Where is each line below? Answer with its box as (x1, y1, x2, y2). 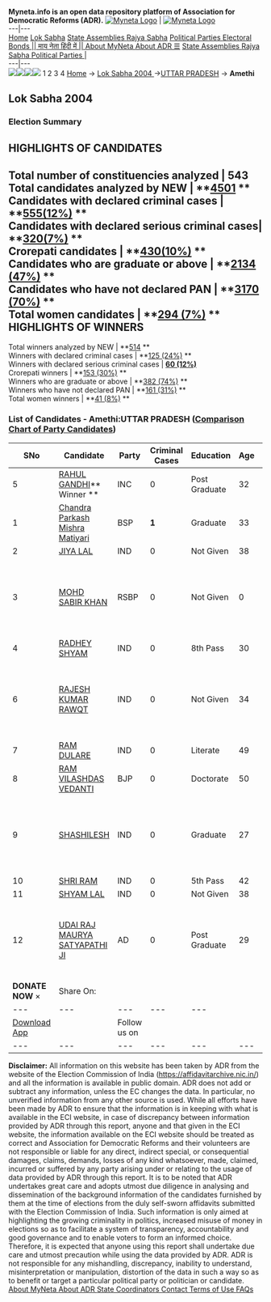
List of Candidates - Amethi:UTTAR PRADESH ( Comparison (8, 414, 244, 425)
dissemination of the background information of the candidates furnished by (8, 1190, 262, 1199)
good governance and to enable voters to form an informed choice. (8, 1232, 232, 1242)
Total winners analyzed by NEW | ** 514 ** (8, 341, 151, 351)
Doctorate (190, 773, 229, 784)
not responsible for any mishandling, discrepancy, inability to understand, (8, 1258, 252, 1268)
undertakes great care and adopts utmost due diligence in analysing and (8, 1181, 249, 1190)
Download (12, 1016, 51, 1028)
